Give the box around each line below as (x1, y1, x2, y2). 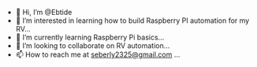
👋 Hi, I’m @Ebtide (15, 8, 73, 17)
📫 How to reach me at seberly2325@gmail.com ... (15, 50, 181, 59)
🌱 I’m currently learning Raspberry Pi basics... (15, 32, 165, 42)
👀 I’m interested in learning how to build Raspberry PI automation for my (15, 16, 250, 25)
